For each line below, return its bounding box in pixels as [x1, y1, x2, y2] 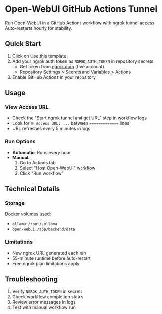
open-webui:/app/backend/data [12, 227, 76, 232]
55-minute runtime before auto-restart [12, 255, 91, 261]
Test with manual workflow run [12, 304, 76, 310]
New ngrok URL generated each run [12, 250, 86, 256]
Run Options [5, 138, 36, 145]
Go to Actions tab [19, 159, 56, 165]
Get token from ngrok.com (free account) [19, 63, 104, 69]
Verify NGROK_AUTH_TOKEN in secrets [12, 288, 83, 294]
